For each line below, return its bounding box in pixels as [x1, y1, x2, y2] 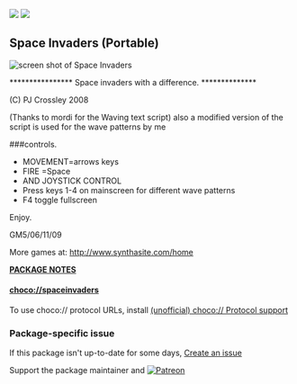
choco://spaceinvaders [9, 284, 99, 296]
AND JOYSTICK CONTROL [22, 175, 122, 186]
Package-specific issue [9, 326, 115, 339]
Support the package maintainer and [9, 365, 146, 376]
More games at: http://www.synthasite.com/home [9, 246, 193, 257]
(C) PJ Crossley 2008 [9, 94, 89, 105]
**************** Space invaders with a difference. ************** [9, 76, 257, 87]
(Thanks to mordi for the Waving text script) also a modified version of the [9, 112, 283, 122]
